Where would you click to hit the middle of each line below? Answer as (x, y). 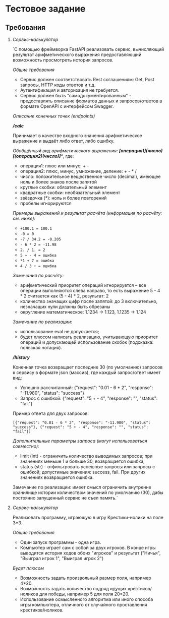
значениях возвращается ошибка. (57, 477)
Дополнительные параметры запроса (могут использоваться (80, 441)
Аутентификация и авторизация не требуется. (70, 90)
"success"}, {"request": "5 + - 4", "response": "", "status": (80, 427)
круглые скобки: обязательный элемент (63, 187)
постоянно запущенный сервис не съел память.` (65, 498)
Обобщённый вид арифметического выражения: (65, 151)
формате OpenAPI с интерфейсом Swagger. (67, 106)
